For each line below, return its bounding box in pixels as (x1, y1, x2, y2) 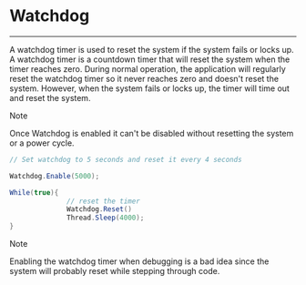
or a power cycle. (9, 137, 75, 148)
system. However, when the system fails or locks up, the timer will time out (9, 83, 290, 94)
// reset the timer (66, 197, 141, 206)
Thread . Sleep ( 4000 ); (66, 213, 145, 223)
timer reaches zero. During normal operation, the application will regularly (9, 63, 287, 74)
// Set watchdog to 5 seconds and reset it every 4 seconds (9, 155, 243, 164)
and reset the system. (9, 92, 91, 103)
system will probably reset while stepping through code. (9, 266, 220, 277)
